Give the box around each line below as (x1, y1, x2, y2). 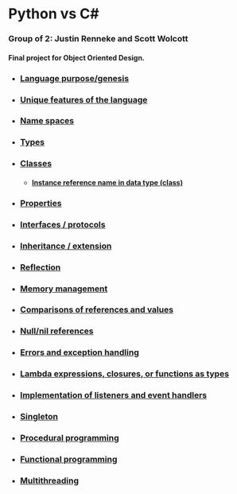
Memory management (19, 283, 108, 294)
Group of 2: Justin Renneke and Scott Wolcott (8, 33, 188, 45)
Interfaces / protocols (19, 219, 106, 230)
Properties (19, 197, 62, 208)
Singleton (19, 411, 58, 422)
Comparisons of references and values (19, 304, 173, 315)
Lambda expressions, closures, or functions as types (19, 368, 229, 379)
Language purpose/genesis (19, 72, 130, 84)
